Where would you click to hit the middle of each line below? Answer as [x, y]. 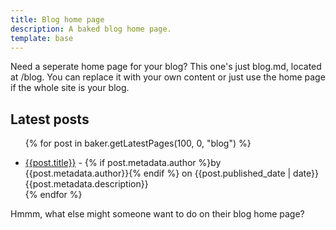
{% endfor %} [53, 195]
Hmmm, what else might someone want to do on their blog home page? [157, 214]
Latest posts [50, 119]
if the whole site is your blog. [70, 88]
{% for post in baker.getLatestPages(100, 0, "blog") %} [138, 143]
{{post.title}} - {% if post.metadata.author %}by [123, 163]
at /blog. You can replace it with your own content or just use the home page [168, 77]
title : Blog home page [57, 19]
